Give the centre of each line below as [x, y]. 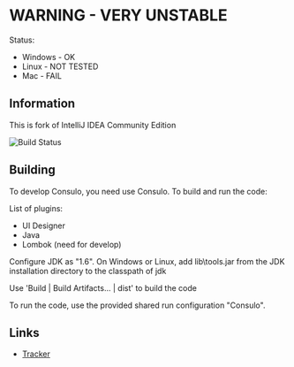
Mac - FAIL [41, 75]
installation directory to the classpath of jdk [88, 271]
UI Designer [44, 226]
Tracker [36, 354]
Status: [22, 40]
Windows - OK [49, 57]
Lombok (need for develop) [72, 244]
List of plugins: [36, 208]
